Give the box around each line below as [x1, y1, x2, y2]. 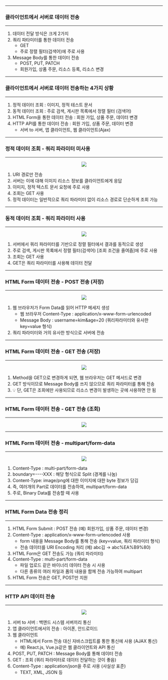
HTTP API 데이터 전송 [5, 593, 55, 600]
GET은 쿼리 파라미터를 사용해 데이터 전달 [12, 260, 92, 266]
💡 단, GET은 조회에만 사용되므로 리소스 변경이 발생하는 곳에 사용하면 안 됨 [12, 387, 156, 393]
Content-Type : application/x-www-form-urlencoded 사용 [12, 531, 131, 537]
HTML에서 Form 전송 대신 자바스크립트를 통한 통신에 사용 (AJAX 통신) [19, 638, 158, 644]
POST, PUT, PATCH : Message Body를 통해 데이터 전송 [12, 650, 123, 656]
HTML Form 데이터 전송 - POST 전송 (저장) [5, 278, 104, 285]
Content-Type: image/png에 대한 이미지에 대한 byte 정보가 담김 [12, 477, 138, 483]
